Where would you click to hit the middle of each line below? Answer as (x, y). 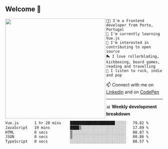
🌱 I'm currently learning (133, 34)
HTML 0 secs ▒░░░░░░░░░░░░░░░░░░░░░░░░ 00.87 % (77, 132)
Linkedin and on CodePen (133, 92)
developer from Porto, (130, 25)
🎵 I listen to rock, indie (134, 70)
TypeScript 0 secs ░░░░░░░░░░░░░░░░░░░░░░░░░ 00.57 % (77, 141)
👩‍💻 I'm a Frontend (125, 20)
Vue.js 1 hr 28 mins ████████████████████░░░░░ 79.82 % (77, 123)
